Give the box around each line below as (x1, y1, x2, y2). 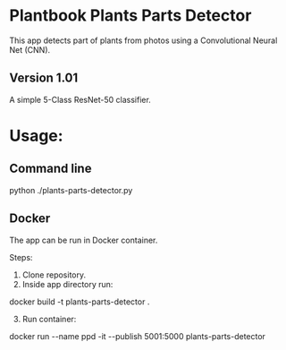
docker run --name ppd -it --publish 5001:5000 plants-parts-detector (9, 330, 266, 341)
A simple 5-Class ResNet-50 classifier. (9, 94, 152, 105)
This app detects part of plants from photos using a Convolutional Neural (9, 35, 278, 46)
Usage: (9, 125, 64, 146)
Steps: (9, 252, 33, 262)
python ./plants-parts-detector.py (9, 184, 133, 195)
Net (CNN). (9, 44, 51, 55)
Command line (9, 161, 92, 176)
